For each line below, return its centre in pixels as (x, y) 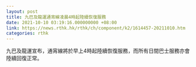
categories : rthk (27, 33)
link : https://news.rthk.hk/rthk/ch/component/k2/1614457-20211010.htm (96, 28)
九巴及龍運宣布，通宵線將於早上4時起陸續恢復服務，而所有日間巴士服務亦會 (98, 51)
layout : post (22, 11)
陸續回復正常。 (24, 58)
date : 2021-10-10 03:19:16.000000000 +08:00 (62, 22)
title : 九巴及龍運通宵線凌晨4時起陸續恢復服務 (56, 17)
